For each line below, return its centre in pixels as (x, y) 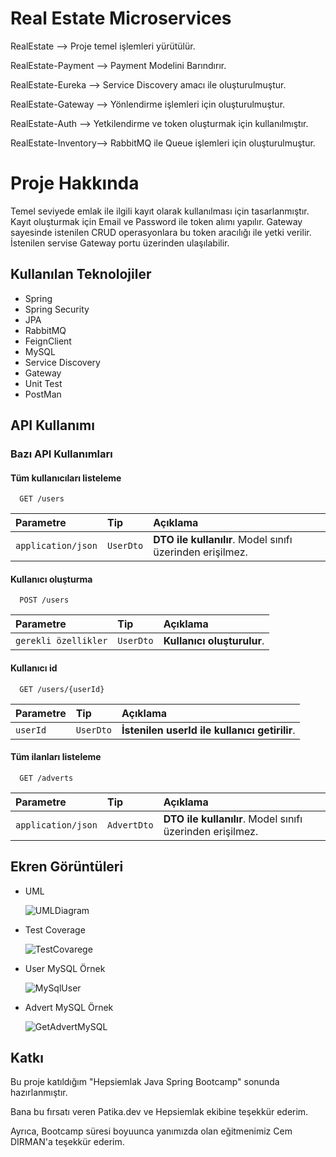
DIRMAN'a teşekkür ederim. (67, 1142)
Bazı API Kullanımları (61, 454)
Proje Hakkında (75, 183)
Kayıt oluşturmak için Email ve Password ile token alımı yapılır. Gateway (156, 221)
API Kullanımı (52, 425)
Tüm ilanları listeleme (56, 757)
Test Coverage (55, 929)
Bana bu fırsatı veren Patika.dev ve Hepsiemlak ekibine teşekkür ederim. (159, 1112)
